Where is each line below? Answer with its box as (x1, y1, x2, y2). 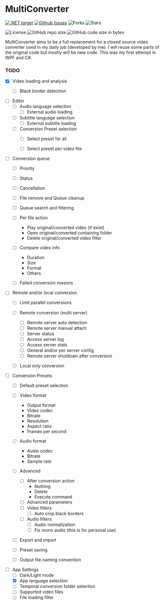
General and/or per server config (27, 347, 94, 353)
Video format (19, 392, 47, 398)
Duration (27, 255, 45, 261)
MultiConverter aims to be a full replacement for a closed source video (5, 38, 149, 45)
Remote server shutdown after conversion (27, 353, 112, 359)
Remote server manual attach (27, 325, 87, 331)
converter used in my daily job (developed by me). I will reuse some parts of (5, 44, 160, 50)
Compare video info (19, 245, 60, 251)
